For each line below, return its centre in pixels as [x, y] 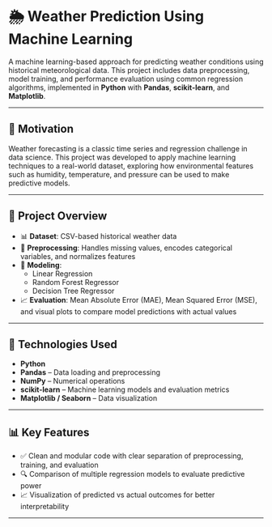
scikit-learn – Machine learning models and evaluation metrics [125, 389]
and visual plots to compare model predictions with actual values [128, 311]
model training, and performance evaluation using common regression [126, 79]
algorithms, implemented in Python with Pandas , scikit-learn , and [119, 87]
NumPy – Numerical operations [72, 381]
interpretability [45, 507]
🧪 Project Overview [58, 216]
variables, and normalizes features [78, 256]
